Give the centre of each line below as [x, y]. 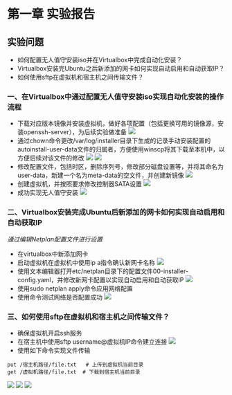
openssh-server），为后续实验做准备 [75, 132]
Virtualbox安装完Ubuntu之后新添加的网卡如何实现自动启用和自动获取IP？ [121, 68]
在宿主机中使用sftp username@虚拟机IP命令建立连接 [92, 341]
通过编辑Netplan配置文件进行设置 [55, 239]
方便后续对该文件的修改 [51, 158]
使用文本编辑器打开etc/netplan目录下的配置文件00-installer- [103, 271]
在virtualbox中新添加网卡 [53, 254]
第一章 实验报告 [51, 14]
